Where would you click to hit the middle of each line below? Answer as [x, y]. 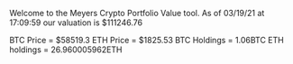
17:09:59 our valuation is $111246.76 [76, 23]
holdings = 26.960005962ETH [66, 50]
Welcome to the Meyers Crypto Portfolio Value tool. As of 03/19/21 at [137, 13]
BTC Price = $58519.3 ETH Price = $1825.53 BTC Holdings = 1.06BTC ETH [146, 40]
